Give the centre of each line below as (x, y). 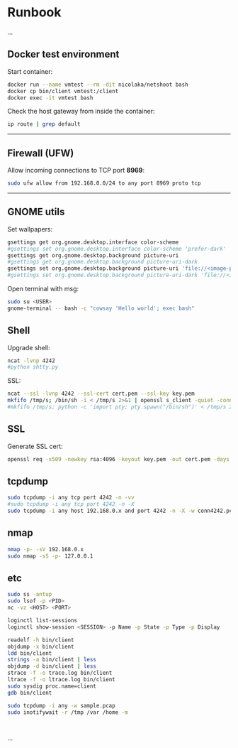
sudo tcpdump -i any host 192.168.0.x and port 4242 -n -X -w (101, 511)
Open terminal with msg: (43, 289)
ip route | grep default (44, 124)
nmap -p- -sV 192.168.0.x (45, 549)
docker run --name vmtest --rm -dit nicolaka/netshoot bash (98, 85)
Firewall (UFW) (41, 153)
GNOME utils (36, 212)
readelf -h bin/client (41, 640)
